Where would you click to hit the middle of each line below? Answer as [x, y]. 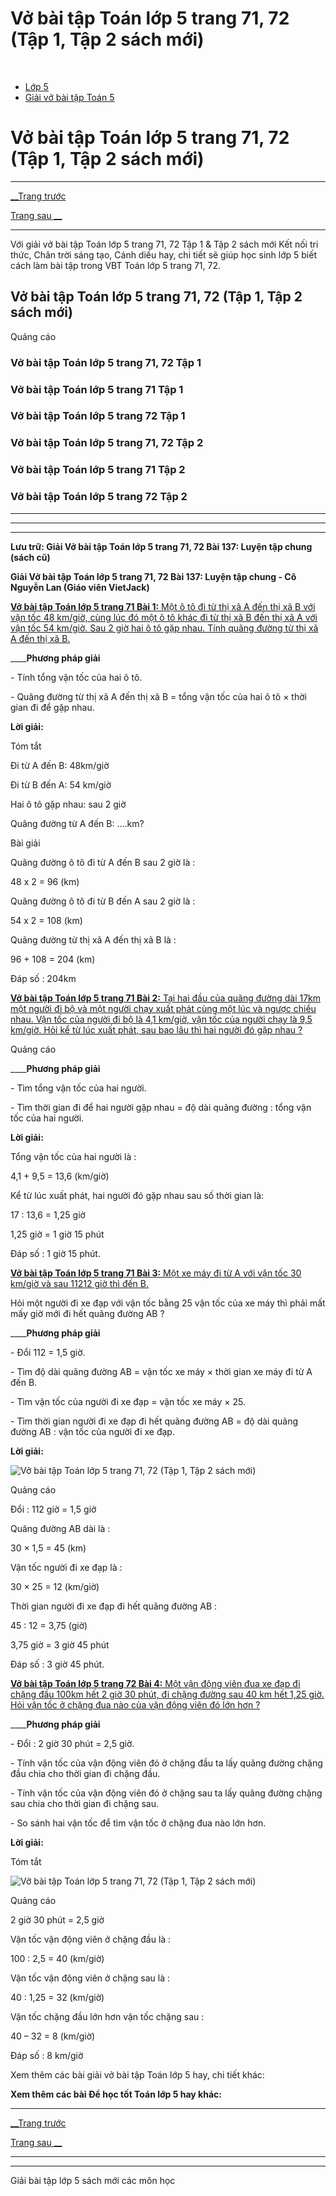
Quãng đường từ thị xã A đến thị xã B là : [93, 939]
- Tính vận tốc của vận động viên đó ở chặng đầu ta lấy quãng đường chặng [166, 1763]
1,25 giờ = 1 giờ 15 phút [57, 1234]
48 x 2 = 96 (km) [45, 881]
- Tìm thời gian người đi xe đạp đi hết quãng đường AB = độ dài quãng [154, 1421]
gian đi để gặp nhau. [52, 707]
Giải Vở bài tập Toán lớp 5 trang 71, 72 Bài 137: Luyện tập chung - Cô [153, 576]
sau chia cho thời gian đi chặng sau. [84, 1803]
